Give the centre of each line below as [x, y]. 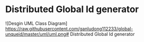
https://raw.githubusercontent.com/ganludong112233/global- [69, 28]
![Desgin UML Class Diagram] [36, 23]
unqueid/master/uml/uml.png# [37, 34]
